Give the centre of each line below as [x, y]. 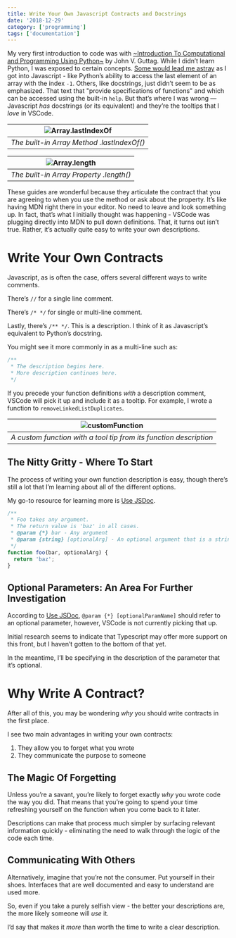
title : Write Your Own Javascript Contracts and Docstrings [97, 14]
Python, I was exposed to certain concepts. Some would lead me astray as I [117, 68]
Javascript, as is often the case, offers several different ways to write [107, 277]
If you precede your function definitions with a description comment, [106, 393]
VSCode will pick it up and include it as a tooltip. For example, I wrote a [110, 400]
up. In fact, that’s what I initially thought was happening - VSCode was [109, 215]
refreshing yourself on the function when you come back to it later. [104, 809]
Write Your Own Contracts [85, 258]
